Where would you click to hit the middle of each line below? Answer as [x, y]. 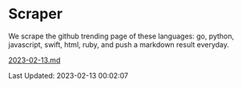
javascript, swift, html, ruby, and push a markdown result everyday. [119, 44]
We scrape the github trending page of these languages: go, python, [121, 36]
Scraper [35, 14]
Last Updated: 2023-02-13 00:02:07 [68, 75]
